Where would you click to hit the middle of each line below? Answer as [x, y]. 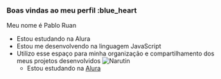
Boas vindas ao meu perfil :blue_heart [72, 10]
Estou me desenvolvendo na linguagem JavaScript [89, 46]
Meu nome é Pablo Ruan [42, 26]
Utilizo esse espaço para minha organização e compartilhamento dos [115, 53]
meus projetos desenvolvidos [59, 61]
